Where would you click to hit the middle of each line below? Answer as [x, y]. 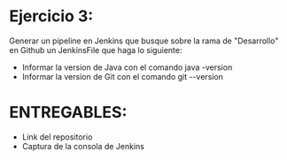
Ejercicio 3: [51, 16]
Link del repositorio [57, 137]
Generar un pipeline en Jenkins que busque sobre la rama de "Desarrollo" [144, 41]
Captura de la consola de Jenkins [83, 146]
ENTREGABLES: [68, 113]
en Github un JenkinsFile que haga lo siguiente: [96, 50]
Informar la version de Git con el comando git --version [123, 76]
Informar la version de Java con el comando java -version [127, 67]
